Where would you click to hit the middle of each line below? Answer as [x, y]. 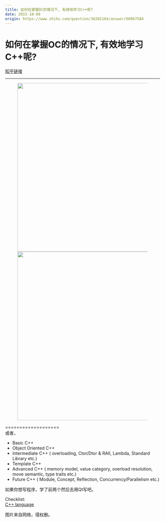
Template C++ [27, 464]
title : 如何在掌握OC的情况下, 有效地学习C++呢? [49, 10]
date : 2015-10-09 [23, 14]
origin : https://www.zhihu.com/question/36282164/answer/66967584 [74, 19]
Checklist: [15, 499]
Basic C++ [23, 443]
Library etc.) [25, 459]
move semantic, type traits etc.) [44, 474]
